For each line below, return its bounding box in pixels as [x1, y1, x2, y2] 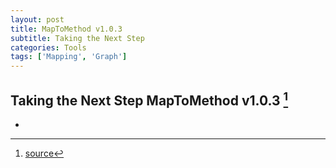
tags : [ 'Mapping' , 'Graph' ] [10, 52, 128, 62]
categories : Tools [10, 42, 87, 53]
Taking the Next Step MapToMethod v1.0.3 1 [10, 89, 289, 109]
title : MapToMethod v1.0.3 [10, 24, 123, 34]
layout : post [10, 14, 65, 25]
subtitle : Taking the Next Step [10, 33, 145, 43]
